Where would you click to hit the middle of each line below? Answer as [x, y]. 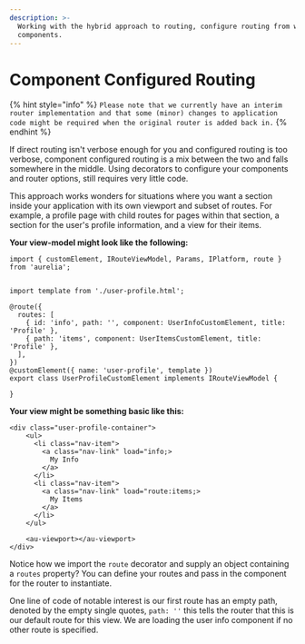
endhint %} [30, 132]
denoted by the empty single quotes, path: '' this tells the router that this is [152, 610]
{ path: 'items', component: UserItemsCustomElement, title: [143, 339]
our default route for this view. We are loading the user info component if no [151, 620]
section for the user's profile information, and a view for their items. [135, 225]
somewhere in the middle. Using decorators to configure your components [149, 169]
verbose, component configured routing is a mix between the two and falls [149, 159]
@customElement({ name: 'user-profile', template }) [111, 371]
